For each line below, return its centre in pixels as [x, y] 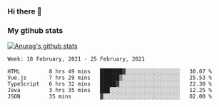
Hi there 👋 [25, 11]
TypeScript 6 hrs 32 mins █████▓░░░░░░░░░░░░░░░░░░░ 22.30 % [110, 84]
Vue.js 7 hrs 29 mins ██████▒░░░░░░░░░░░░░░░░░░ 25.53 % [110, 78]
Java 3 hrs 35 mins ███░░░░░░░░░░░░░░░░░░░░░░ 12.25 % [110, 91]
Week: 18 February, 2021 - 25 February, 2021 [76, 59]
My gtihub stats [35, 30]
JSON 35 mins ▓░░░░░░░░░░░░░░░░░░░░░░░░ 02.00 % [110, 97]
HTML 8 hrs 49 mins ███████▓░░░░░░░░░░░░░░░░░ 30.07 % [110, 72]
